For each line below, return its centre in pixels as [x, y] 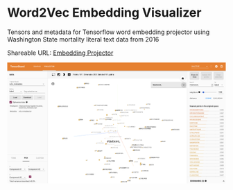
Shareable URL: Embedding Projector [60, 53]
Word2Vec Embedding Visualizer [104, 13]
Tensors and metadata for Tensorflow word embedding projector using [109, 32]
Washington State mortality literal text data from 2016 [83, 39]
